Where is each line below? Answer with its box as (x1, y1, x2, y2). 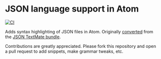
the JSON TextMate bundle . (5, 34, 61, 40)
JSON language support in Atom (5, 3, 139, 15)
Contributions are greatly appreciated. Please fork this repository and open (5, 43, 157, 49)
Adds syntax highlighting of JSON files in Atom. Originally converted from (5, 29, 153, 34)
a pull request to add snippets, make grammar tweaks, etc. (5, 48, 124, 54)
